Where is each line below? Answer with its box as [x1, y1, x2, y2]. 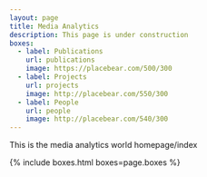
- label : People [17, 97, 79, 107]
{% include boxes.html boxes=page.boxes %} [9, 157, 181, 168]
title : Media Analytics [9, 22, 100, 31]
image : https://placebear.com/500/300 [25, 64, 172, 74]
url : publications [25, 55, 95, 64]
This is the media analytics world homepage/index [9, 140, 198, 151]
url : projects [25, 81, 79, 90]
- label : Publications [17, 47, 103, 56]
